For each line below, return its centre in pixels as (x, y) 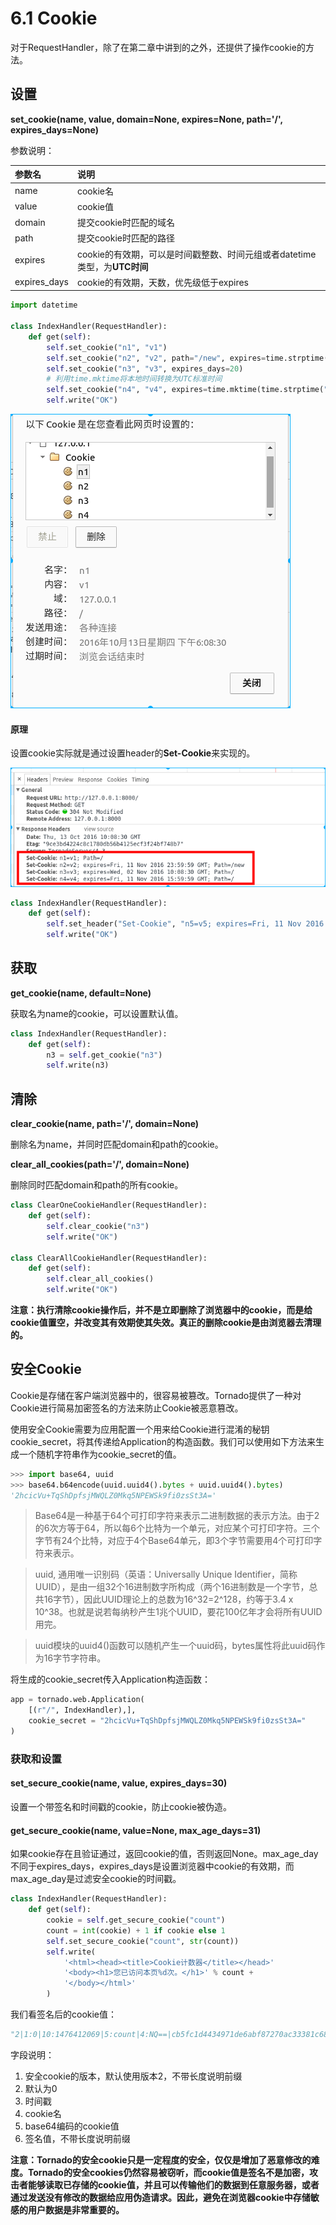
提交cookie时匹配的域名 (125, 222)
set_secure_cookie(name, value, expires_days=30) (119, 1783)
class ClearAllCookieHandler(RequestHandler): (109, 1258)
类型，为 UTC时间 (112, 266)
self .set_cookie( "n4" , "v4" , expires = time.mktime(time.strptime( (185, 390)
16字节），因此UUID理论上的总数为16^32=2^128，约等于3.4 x (168, 1599)
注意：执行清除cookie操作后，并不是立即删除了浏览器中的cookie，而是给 (161, 1310)
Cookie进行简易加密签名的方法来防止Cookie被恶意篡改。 (127, 1408)
